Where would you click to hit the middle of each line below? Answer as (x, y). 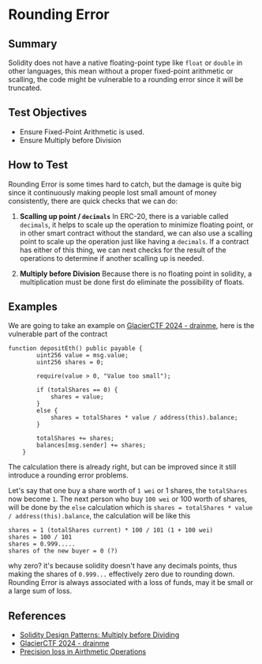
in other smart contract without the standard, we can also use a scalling (136, 233)
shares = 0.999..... (42, 544)
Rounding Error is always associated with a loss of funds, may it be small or (131, 583)
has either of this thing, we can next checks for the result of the (123, 250)
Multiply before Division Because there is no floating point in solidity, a (136, 274)
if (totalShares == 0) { (77, 390)
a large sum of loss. (40, 591)
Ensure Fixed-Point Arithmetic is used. (82, 131)
